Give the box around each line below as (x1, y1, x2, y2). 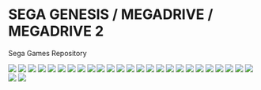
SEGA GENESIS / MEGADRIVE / (8, 6, 214, 24)
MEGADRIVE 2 (8, 22, 104, 40)
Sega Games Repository (8, 48, 87, 58)
